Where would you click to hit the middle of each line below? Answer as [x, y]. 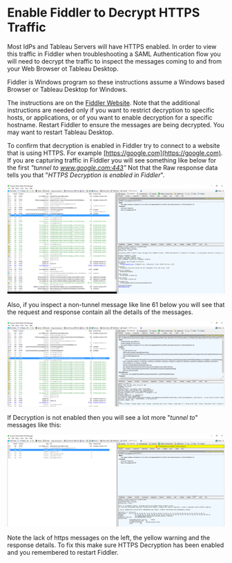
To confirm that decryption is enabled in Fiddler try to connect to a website [114, 145]
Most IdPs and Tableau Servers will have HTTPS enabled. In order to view [112, 46]
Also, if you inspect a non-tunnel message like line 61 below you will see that [116, 305]
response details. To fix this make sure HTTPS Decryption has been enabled [116, 545]
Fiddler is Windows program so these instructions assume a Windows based [116, 82]
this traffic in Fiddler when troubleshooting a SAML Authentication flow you [114, 54]
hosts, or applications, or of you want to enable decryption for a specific [110, 117]
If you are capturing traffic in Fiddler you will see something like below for [112, 160]
